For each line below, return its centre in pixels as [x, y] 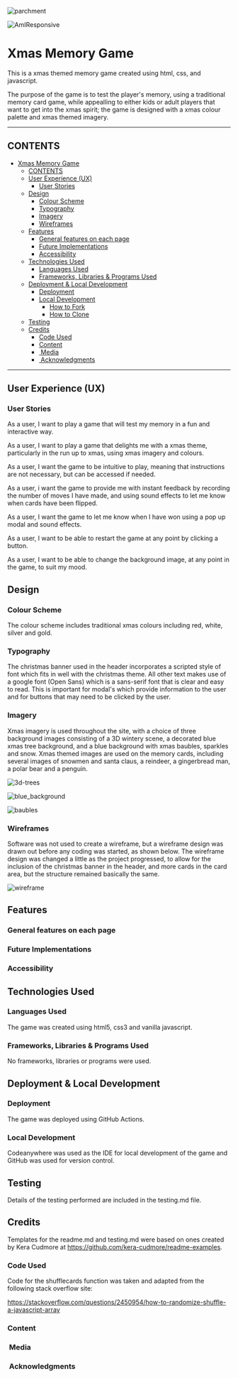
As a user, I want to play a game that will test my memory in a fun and [109, 424]
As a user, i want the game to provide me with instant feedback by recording [119, 488]
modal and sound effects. [45, 524]
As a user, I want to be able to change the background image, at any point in [119, 560]
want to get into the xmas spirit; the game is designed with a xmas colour [114, 109]
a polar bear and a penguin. [48, 768]
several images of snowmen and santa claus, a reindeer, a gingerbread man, [119, 761]
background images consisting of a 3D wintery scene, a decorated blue [112, 738]
